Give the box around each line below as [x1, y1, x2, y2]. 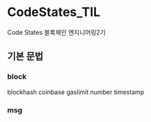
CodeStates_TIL [7, 4, 101, 20]
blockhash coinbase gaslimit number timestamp [7, 88, 145, 96]
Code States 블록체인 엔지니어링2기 [7, 28, 106, 36]
